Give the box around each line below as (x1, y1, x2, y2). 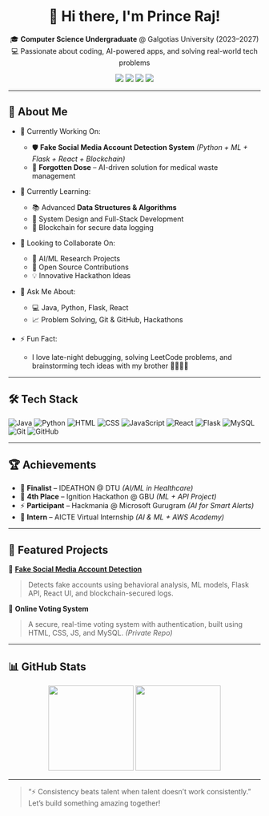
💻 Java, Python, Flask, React (31, 302, 129, 312)
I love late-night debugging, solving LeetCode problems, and (31, 352, 232, 362)
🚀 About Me (8, 105, 68, 119)
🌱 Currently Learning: (19, 186, 91, 196)
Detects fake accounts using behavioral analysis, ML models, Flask (27, 580, 250, 590)
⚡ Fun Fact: (19, 333, 58, 343)
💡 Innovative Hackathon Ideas (31, 270, 131, 280)
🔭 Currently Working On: (19, 126, 102, 135)
